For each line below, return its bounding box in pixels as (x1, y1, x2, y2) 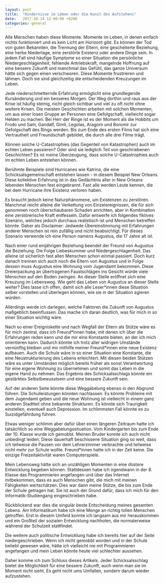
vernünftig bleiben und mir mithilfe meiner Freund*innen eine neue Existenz (5, 345, 157, 351)
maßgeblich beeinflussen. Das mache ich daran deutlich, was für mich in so (5, 309, 158, 315)
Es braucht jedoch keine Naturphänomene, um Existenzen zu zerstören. (5, 197, 150, 203)
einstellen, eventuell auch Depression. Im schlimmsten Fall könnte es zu (5, 406, 149, 412)
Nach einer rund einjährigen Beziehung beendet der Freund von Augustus (5, 243, 154, 248)
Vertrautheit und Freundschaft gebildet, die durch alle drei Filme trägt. (5, 132, 145, 138)
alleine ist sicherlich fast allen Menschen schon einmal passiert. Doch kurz (5, 253, 155, 259)
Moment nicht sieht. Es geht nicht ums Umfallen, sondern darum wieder (5, 568, 150, 574)
